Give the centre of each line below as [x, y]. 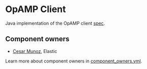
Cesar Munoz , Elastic [35, 51]
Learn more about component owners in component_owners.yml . [74, 61]
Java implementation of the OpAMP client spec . [55, 23]
